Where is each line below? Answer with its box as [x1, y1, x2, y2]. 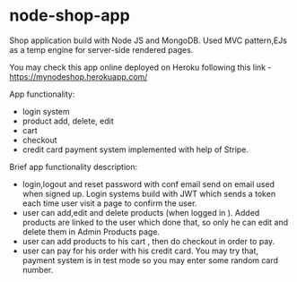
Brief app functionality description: [9, 161, 138, 172]
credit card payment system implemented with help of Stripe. [22, 144, 249, 155]
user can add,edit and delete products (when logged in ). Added [22, 207, 260, 218]
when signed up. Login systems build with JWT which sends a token [22, 188, 276, 199]
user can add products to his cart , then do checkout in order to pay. [22, 235, 275, 246]
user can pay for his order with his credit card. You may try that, [22, 245, 258, 256]
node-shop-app [9, 5, 130, 26]
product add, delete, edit [22, 115, 114, 126]
